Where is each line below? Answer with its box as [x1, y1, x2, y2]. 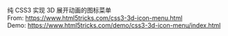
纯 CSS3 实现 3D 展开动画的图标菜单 [7, 6, 112, 14]
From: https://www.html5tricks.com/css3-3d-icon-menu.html [7, 14, 183, 22]
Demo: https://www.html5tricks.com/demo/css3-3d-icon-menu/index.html [7, 21, 221, 29]
